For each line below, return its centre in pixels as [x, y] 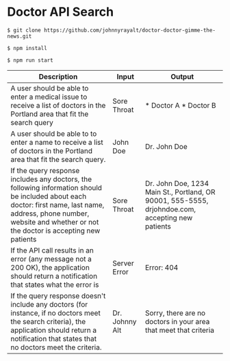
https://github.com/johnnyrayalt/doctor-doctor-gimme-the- [129, 30]
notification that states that [54, 338]
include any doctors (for [49, 304]
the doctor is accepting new [55, 231]
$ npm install [27, 48]
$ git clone [24, 30]
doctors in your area [177, 321]
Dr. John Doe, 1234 [177, 183]
